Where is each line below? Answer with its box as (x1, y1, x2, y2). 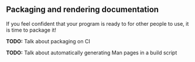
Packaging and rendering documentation (6, 5, 159, 15)
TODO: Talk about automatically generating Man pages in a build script (6, 49, 177, 56)
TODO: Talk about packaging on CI (6, 37, 91, 44)
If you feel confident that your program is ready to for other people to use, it (6, 20, 189, 27)
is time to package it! (6, 26, 57, 33)
